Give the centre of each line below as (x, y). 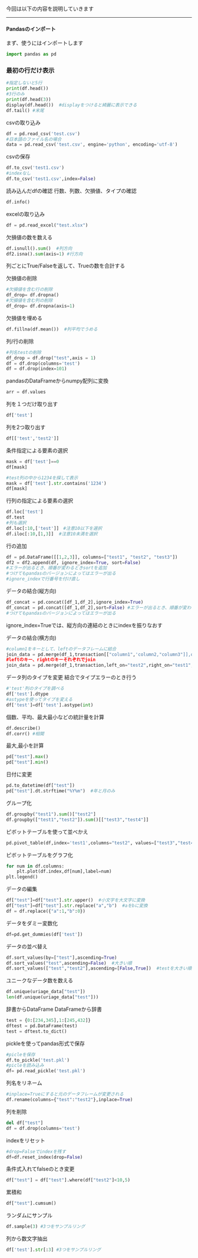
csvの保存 (18, 157)
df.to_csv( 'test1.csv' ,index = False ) (51, 179)
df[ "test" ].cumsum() (32, 1203)
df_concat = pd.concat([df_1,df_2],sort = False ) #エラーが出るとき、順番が (94, 607)
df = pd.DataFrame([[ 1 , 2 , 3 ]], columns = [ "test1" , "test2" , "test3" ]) (92, 557)
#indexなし (19, 173)
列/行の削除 (20, 341)
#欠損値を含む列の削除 (29, 301)
